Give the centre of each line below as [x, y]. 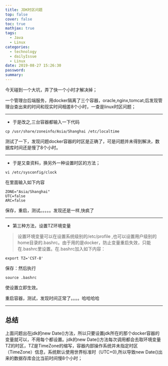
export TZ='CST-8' [24, 258]
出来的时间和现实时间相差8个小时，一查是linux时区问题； [77, 106]
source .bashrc [21, 277]
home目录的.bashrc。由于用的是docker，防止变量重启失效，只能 [84, 242]
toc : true [15, 24]
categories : [17, 47]
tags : [11, 33]
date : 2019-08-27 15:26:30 [33, 65]
